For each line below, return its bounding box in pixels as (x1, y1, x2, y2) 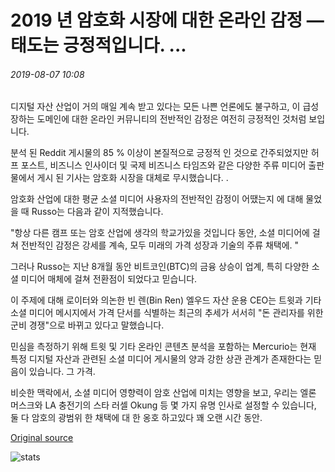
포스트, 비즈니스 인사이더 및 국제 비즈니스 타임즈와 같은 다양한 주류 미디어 (20, 159, 307, 171)
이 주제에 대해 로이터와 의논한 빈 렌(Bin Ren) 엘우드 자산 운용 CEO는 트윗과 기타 (10, 294, 322, 306)
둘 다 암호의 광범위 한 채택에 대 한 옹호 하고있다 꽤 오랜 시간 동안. (10, 412, 263, 424)
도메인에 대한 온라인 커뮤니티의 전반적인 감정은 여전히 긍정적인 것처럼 (36, 113, 307, 125)
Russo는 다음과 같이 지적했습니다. (31, 206, 164, 218)
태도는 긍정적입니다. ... (10, 34, 187, 57)
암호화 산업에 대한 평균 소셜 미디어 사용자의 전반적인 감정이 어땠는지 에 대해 (10, 193, 304, 205)
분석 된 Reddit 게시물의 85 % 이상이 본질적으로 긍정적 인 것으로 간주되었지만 (10, 147, 309, 159)
